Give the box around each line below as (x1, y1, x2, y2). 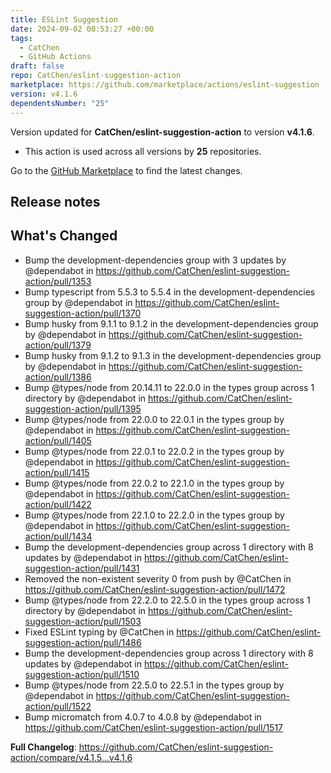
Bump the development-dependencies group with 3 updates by (24, 254, 287, 266)
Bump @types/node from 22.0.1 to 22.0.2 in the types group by (24, 445, 285, 457)
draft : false (10, 61, 65, 71)
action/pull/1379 (24, 339, 92, 351)
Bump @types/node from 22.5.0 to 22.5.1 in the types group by (24, 679, 285, 691)
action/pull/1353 (24, 275, 92, 287)
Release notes (10, 193, 101, 210)
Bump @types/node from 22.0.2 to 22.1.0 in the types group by (24, 477, 285, 489)
